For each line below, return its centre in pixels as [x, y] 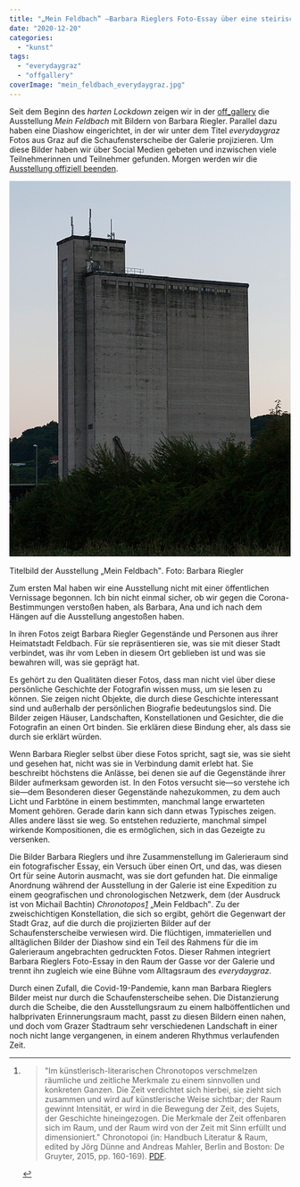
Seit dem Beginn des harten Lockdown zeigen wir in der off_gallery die [139, 111]
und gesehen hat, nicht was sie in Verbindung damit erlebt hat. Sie [131, 763]
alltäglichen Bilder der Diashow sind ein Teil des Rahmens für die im [134, 942]
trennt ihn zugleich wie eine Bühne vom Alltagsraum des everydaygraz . [141, 971]
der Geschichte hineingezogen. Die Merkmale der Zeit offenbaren [165, 1118]
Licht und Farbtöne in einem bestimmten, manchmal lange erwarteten [137, 802]
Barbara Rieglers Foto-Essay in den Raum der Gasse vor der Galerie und [142, 962]
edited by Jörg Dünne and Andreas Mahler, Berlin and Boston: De [165, 1147]
